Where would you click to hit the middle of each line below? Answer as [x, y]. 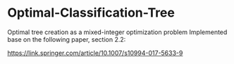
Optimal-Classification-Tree [91, 13]
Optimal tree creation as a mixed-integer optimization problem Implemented [117, 32]
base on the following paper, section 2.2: [67, 39]
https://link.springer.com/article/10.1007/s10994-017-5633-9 [95, 53]
